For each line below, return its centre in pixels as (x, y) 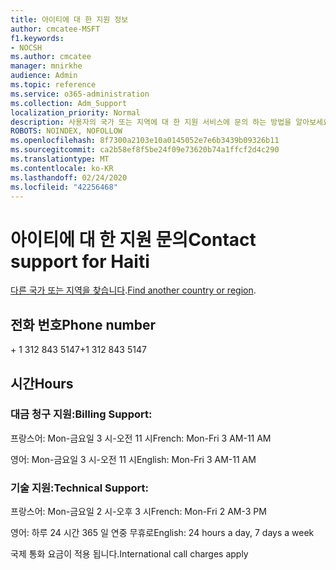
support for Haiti (80, 261)
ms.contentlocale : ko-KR (62, 168)
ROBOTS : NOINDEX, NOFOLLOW (66, 131)
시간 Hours (42, 383)
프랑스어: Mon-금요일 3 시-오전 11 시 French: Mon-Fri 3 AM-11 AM (141, 438)
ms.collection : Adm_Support (69, 103)
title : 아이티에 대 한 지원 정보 (69, 19)
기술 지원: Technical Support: (79, 488)
